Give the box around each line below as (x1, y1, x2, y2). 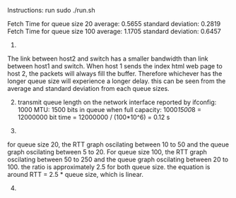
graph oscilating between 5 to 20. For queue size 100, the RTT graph (7, 148, 207, 156)
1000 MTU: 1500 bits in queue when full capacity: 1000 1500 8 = (17, 106, 201, 113)
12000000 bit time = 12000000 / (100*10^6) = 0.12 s (17, 113, 170, 121)
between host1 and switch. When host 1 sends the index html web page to (7, 62, 223, 70)
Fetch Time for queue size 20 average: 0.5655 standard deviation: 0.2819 (7, 20, 221, 27)
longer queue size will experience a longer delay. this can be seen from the (7, 77, 226, 85)
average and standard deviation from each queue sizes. (7, 85, 170, 92)
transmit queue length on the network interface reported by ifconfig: (17, 98, 217, 106)
